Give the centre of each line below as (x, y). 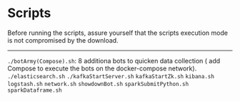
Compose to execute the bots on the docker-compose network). (102, 68)
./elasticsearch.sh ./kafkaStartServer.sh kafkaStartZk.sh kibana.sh (111, 76)
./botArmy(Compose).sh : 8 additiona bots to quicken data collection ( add (114, 60)
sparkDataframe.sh (35, 90)
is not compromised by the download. (63, 40)
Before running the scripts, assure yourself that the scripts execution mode (118, 33)
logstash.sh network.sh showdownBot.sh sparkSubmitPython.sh (98, 84)
